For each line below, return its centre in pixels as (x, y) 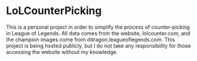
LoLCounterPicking (54, 11)
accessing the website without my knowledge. (62, 52)
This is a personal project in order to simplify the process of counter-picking (98, 27)
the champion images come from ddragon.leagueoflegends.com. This (91, 39)
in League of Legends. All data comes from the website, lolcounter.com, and (98, 33)
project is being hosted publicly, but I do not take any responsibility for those (98, 46)
